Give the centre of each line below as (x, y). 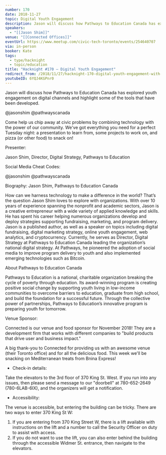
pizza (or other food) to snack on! (39, 138)
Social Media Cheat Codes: (33, 166)
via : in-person (21, 46)
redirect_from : (21, 74)
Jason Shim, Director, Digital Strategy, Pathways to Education (67, 157)
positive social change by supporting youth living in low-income (70, 288)
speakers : (15, 28)
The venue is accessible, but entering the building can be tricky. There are (81, 407)
